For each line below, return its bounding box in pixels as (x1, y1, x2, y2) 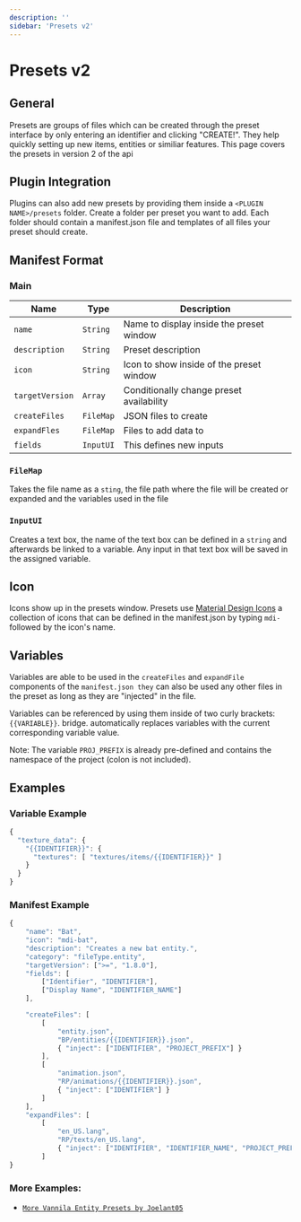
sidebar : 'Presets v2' (9, 22, 94, 31)
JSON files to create (123, 410, 209, 422)
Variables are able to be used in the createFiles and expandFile (9, 672, 245, 683)
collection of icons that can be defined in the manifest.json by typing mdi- (9, 612, 281, 624)
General (9, 96, 56, 111)
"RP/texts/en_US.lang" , (56, 1136, 146, 1145)
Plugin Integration (9, 174, 112, 189)
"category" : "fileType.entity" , (25, 952, 146, 961)
